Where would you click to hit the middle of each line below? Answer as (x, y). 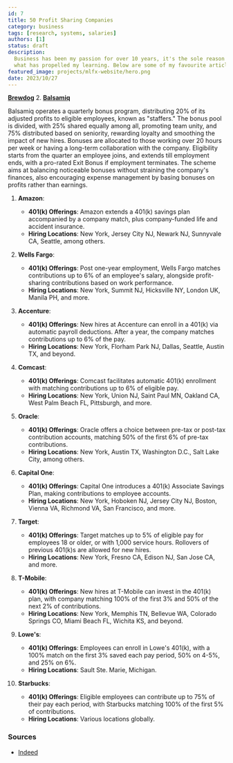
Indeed (28, 752)
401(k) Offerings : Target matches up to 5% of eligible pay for (116, 535)
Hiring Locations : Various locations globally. (91, 719)
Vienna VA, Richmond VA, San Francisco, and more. (102, 508)
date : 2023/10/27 (33, 78)
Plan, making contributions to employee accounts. (100, 494)
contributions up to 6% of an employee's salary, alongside (111, 275)
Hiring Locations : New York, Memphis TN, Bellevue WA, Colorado (122, 614)
